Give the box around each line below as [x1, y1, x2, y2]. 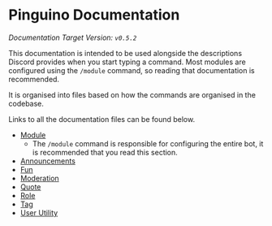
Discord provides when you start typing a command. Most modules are [8, 57, 246, 67]
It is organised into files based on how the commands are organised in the [8, 89, 256, 99]
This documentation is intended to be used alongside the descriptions [8, 48, 242, 58]
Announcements [19, 156, 76, 166]
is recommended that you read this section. [32, 147, 179, 157]
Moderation [19, 173, 59, 183]
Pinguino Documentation [8, 6, 180, 24]
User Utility [19, 207, 58, 217]
